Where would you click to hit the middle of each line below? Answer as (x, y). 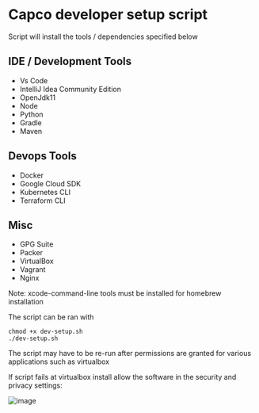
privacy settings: (35, 385)
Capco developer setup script (108, 15)
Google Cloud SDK (50, 183)
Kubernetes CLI (45, 192)
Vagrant (32, 270)
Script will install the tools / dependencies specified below (103, 36)
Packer (31, 253)
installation (26, 302)
